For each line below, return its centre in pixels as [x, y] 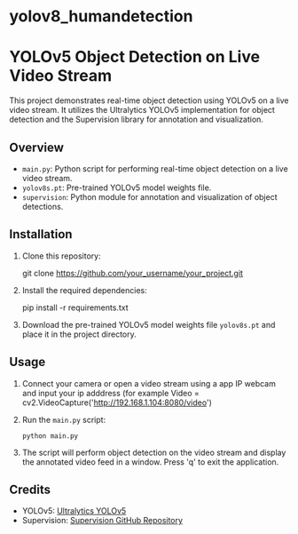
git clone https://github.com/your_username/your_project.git [133, 273]
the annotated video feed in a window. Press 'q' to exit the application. [150, 462]
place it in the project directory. [79, 334]
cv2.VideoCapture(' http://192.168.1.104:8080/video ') [117, 402]
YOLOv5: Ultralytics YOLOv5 [74, 511]
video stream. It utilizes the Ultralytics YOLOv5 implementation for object [142, 110]
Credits [30, 489]
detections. [43, 206]
